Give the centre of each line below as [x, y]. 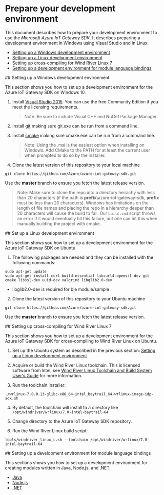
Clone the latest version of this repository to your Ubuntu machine [79, 298]
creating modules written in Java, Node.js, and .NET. [58, 468]
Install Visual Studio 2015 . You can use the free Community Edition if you [85, 101]
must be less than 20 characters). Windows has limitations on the [83, 203]
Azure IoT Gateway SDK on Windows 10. [46, 92]
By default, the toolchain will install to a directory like [65, 407]
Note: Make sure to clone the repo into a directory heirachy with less [86, 192]
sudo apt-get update [26, 272]
